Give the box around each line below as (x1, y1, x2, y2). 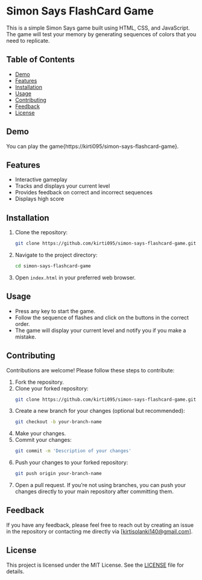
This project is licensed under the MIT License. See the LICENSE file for (6, 561, 185, 569)
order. (14, 320, 30, 327)
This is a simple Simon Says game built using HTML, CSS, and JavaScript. (6, 24, 190, 31)
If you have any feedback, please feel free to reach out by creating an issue (6, 521, 194, 529)
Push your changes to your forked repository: (14, 459, 128, 466)
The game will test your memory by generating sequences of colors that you (6, 30, 197, 37)
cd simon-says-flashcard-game (14, 263, 92, 269)
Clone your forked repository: (14, 384, 89, 392)
